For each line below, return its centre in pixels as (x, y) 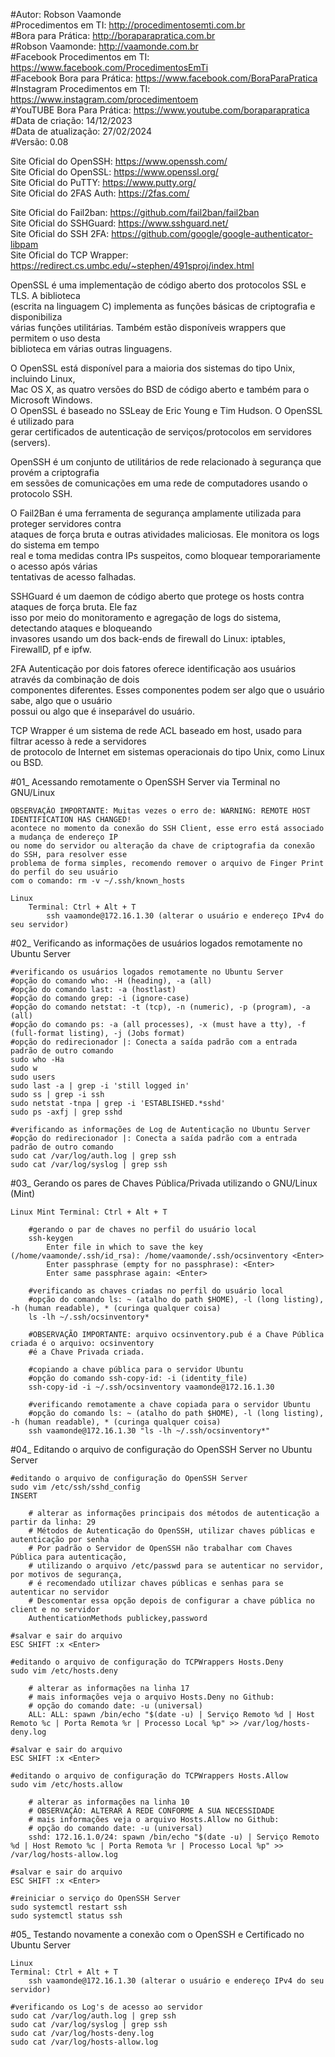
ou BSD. (27, 762)
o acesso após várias (54, 566)
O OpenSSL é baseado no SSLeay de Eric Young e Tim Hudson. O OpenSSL (166, 410)
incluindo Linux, (43, 378)
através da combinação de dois (75, 679)
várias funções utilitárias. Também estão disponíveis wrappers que (148, 327)
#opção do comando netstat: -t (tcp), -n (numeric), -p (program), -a (160, 1007)
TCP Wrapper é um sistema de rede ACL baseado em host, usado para (156, 730)
